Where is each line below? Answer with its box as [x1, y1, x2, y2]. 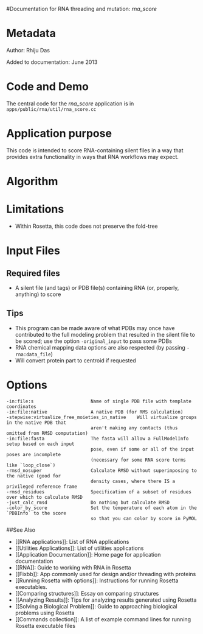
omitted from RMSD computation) [6, 430, 88, 436]
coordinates [6, 403, 36, 410]
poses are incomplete [6, 451, 61, 457]
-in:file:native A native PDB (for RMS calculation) [6, 409, 184, 415]
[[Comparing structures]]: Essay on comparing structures [15, 590, 159, 597]
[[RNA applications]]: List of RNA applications [15, 538, 129, 545]
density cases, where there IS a [90, 478, 175, 484]
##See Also [6, 526, 35, 534]
